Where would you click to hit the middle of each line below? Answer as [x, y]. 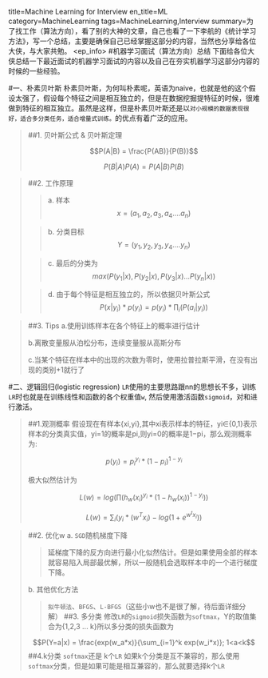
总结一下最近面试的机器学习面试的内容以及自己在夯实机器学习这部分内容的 [137, 61]
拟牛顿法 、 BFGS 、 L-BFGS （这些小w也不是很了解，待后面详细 [143, 607]
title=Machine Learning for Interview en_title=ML [88, 12]
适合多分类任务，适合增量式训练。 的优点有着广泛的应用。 [106, 118]
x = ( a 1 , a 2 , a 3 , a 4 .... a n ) [154, 214]
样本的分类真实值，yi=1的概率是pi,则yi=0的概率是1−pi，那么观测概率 [140, 434]
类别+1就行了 [63, 370]
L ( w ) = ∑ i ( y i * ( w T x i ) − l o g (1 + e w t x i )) [144, 517]
